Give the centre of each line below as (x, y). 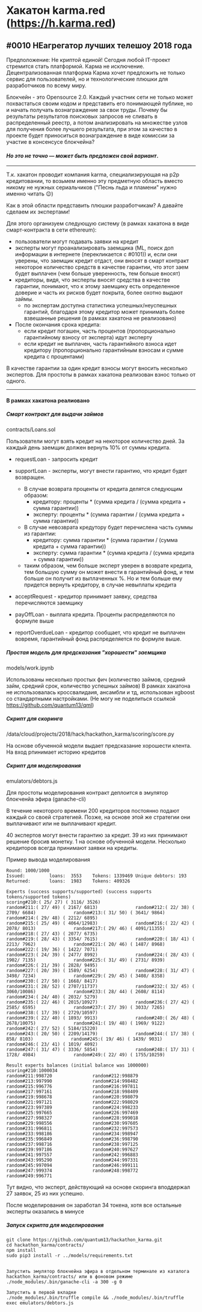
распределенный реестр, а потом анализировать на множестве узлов (97, 123)
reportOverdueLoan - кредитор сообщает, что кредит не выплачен (100, 632)
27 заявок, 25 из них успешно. (45, 1193)
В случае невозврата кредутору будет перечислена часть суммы (109, 527)
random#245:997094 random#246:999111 (72, 1165)
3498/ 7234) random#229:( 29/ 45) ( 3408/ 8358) (86, 976)
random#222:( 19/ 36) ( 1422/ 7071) (52, 949)
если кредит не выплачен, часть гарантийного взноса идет (100, 344)
